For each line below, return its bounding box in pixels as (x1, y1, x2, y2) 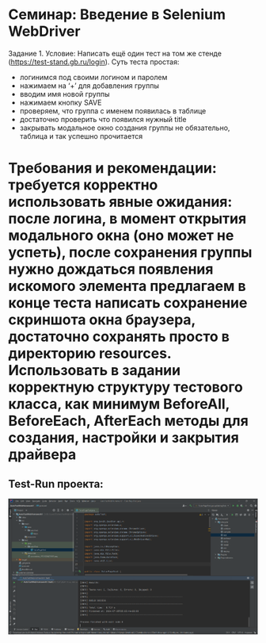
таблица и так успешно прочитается (19, 131, 143, 140)
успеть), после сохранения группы (8, 243, 253, 262)
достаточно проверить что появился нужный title (19, 114, 187, 124)
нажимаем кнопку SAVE (19, 98, 102, 107)
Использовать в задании (8, 362, 180, 380)
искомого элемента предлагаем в (8, 277, 247, 295)
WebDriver (8, 22, 81, 40)
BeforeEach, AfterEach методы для (8, 412, 249, 430)
